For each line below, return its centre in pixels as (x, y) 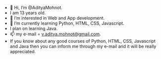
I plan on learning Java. (34, 29)
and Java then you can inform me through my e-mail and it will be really (83, 46)
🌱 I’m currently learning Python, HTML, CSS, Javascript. (67, 23)
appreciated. (23, 51)
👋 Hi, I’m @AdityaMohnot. (36, 8)
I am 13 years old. (28, 13)
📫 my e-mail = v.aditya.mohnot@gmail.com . (55, 34)
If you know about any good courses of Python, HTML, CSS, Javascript (83, 41)
